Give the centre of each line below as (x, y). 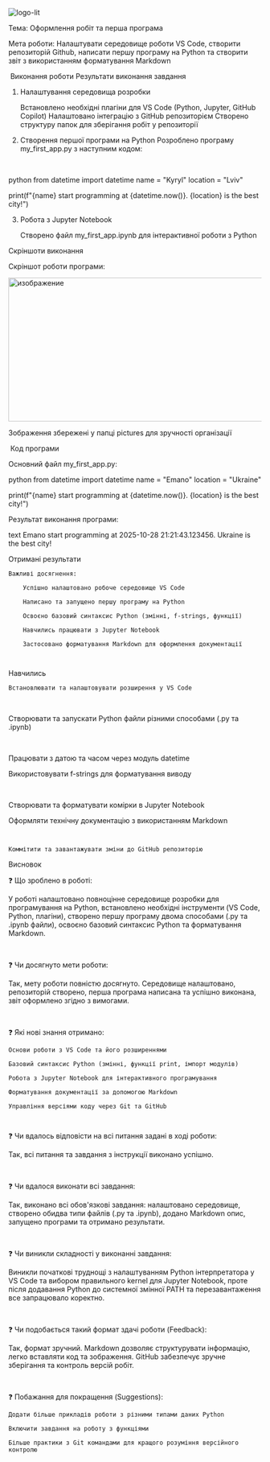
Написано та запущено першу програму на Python (104, 602)
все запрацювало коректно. (57, 1298)
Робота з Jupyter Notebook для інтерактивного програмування (113, 1078)
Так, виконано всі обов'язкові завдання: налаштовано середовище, (125, 1205)
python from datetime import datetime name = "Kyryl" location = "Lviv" (126, 180)
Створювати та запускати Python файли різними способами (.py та (124, 719)
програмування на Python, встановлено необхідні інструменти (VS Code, (134, 908)
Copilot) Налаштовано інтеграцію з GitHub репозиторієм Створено (134, 116)
